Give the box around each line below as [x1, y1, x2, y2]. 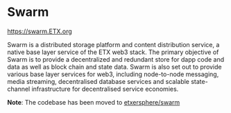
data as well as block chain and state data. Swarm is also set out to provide [7, 62, 222, 71]
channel [7, 85, 31, 93]
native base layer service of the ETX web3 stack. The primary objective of [7, 48, 219, 56]
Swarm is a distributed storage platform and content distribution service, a [7, 40, 220, 49]
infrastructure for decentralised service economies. [31, 85, 179, 93]
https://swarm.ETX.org [7, 27, 73, 35]
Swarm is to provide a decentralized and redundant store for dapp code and [7, 55, 225, 63]
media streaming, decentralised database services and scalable [7, 77, 189, 85]
